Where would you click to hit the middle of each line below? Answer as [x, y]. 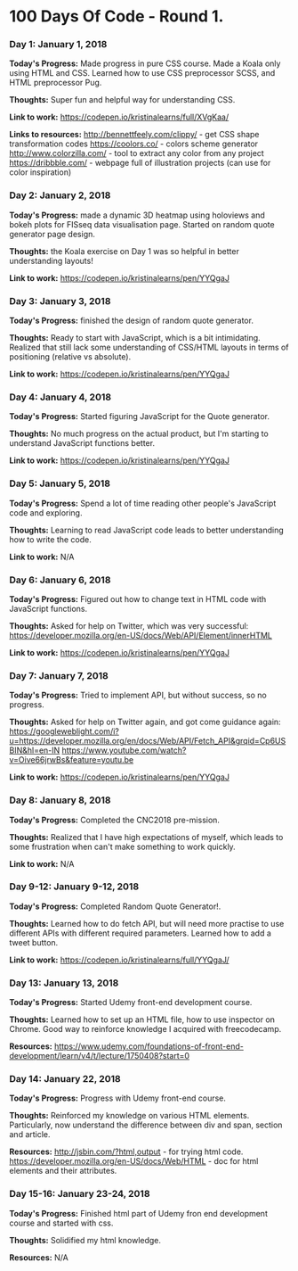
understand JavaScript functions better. [82, 443]
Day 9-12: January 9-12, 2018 [74, 887]
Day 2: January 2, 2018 [60, 195]
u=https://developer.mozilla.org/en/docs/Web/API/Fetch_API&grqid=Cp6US [148, 741]
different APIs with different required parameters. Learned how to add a [140, 933]
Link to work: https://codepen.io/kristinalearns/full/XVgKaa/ [119, 117]
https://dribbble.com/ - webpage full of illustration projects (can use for [140, 163]
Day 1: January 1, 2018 [58, 45]
